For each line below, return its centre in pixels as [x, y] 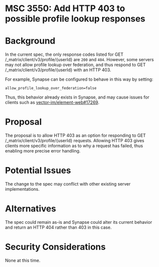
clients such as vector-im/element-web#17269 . [52, 102]
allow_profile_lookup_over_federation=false [51, 88]
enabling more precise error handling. [43, 151]
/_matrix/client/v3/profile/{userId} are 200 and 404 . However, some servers [79, 60]
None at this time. [23, 260]
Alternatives [31, 209]
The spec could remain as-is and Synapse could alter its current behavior [79, 222]
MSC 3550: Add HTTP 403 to [65, 8]
